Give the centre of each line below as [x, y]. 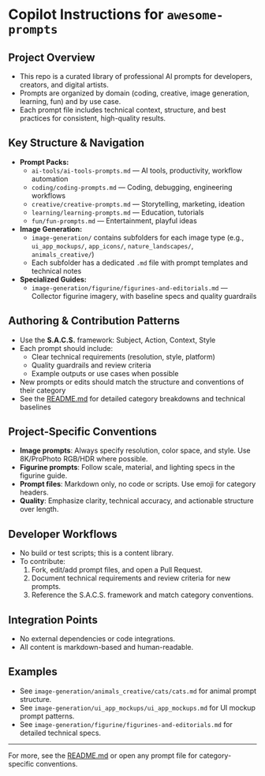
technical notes [56, 270]
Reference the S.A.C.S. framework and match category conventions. [142, 595]
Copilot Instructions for [86, 15]
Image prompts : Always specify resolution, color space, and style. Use [135, 450]
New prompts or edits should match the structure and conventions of [132, 382]
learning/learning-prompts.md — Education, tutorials [118, 212]
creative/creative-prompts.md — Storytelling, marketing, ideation [138, 203]
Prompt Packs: [44, 162]
